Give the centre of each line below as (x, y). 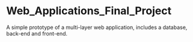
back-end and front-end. (37, 33)
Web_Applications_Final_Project (89, 11)
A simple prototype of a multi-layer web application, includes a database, (97, 27)
